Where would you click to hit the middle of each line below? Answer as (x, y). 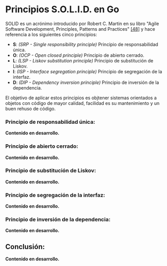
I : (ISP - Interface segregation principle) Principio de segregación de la (87, 71)
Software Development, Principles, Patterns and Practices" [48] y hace (80, 29)
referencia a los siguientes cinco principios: (51, 34)
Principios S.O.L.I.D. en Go (62, 9)
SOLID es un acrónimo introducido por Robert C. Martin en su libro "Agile (82, 24)
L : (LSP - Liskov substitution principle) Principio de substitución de (83, 60)
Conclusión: (25, 247)
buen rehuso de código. (30, 108)
